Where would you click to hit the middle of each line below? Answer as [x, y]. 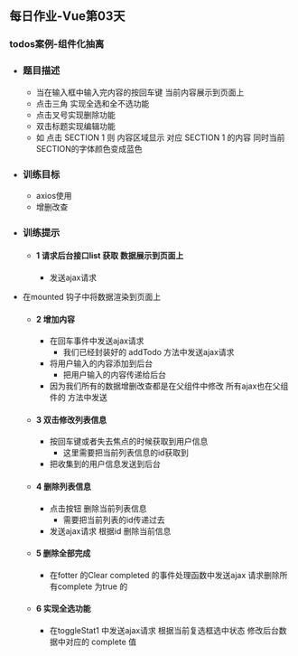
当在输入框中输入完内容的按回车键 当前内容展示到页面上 [140, 92]
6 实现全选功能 [64, 609]
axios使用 [54, 195]
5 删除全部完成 [63, 553]
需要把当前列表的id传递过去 [114, 520]
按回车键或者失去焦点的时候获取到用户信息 [129, 442]
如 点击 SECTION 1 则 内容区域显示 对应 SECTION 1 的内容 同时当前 [160, 137]
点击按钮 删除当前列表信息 [98, 508]
